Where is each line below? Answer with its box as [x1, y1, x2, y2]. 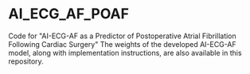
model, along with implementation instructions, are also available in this [8, 48, 242, 57]
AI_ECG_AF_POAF [8, 5, 130, 23]
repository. [8, 56, 44, 66]
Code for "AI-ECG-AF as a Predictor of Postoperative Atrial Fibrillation [8, 31, 236, 41]
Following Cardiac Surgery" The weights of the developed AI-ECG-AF [8, 39, 236, 49]
